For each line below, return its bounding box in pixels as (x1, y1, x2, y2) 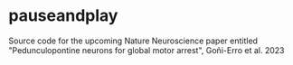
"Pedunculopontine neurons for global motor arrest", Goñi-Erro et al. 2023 (8, 44, 285, 55)
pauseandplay (8, 5, 118, 26)
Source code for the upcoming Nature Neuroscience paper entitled (8, 35, 259, 46)
